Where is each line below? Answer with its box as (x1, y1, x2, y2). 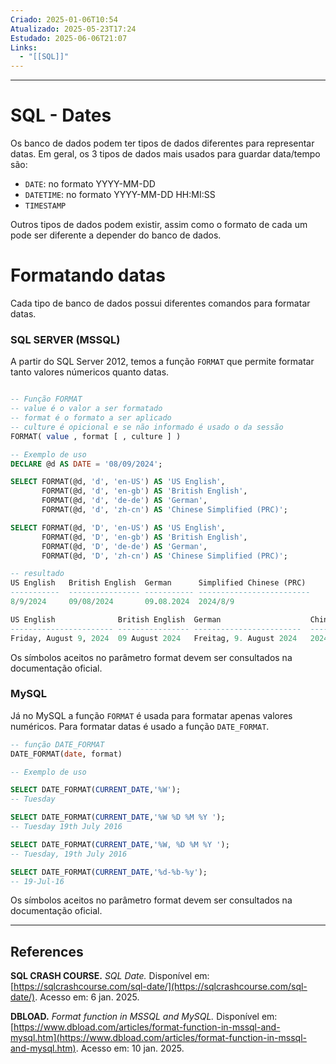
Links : (10, 42, 38, 53)
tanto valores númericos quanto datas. (10, 366, 170, 378)
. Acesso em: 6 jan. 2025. (34, 991, 140, 1003)
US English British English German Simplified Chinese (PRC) (10, 578, 307, 588)
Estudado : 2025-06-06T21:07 (10, 33, 128, 43)
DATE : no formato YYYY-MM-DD (24, 178, 156, 190)
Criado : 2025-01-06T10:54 (10, 14, 118, 25)
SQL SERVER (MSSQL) (10, 332, 121, 346)
